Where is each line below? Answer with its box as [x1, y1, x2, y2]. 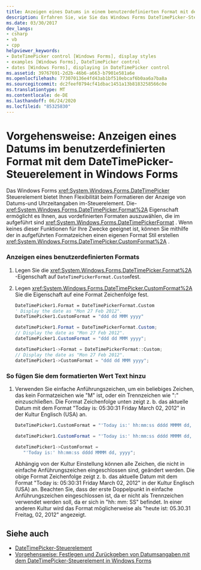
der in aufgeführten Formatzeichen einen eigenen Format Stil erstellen [6, 232, 179, 239]
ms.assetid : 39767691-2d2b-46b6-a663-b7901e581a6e [6, 70, 135, 76]
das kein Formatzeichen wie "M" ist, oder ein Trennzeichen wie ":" [14, 392, 179, 399]
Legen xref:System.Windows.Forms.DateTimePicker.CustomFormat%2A [14, 284, 193, 292]
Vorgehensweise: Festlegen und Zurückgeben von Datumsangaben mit [14, 551, 190, 558]
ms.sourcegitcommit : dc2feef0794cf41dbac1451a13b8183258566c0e [6, 81, 167, 87]
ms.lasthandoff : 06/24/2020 [6, 98, 77, 104]
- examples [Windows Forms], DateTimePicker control [6, 59, 141, 65]
